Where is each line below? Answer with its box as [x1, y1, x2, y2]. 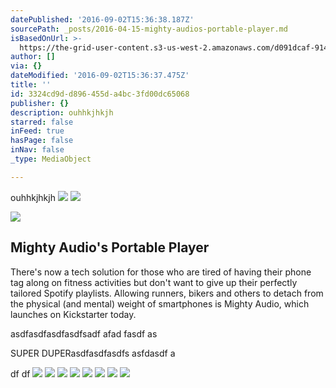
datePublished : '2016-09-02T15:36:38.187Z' [10, 14, 195, 25]
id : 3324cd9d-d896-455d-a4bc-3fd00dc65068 [10, 89, 190, 99]
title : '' [10, 80, 52, 90]
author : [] [10, 52, 56, 62]
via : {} [10, 61, 43, 71]
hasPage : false [10, 136, 74, 146]
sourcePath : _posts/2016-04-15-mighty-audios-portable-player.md [10, 24, 288, 34]
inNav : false [10, 145, 65, 155]
